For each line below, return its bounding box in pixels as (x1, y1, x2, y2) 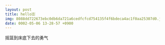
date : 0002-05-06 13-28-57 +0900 (5, 21, 74, 26)
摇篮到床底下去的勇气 (5, 35, 48, 41)
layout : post (5, 7, 32, 12)
